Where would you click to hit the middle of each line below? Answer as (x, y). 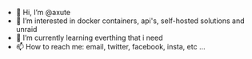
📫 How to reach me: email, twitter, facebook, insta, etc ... (110, 47)
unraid (26, 29)
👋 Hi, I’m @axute (43, 12)
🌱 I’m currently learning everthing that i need (89, 37)
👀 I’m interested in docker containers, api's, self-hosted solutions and (130, 21)
